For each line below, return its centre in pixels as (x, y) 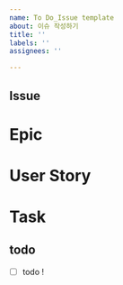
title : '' (28, 34)
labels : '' (30, 43)
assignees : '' (36, 51)
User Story (50, 175)
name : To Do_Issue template (62, 18)
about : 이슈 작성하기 (44, 26)
